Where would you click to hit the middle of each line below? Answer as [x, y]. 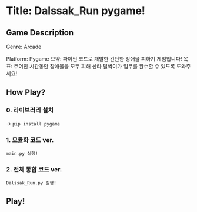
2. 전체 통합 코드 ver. [34, 169]
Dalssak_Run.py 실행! [31, 183]
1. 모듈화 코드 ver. [30, 140]
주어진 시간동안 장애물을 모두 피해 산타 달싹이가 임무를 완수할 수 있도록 [94, 66]
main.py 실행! [22, 153]
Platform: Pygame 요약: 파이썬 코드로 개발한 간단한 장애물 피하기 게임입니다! [94, 59]
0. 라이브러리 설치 [30, 110]
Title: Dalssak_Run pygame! [76, 11]
